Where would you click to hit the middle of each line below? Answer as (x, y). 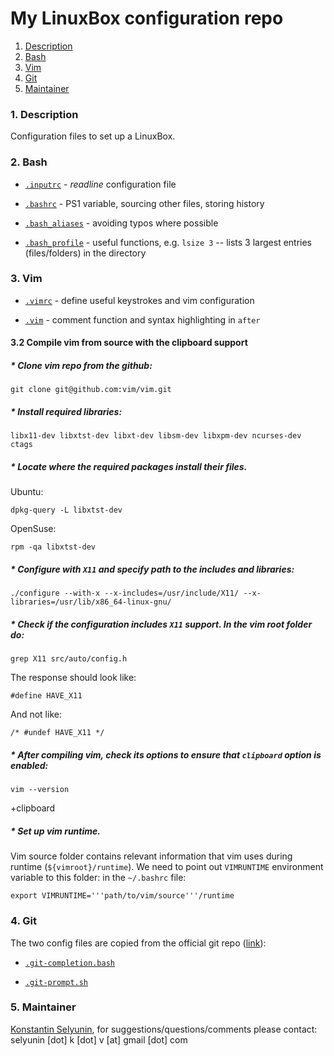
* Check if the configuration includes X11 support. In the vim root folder (161, 624)
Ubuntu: (27, 492)
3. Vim (26, 279)
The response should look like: (73, 678)
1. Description (44, 114)
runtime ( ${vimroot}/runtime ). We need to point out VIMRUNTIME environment (167, 867)
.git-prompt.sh (56, 982)
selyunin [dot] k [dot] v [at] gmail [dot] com (99, 1039)
